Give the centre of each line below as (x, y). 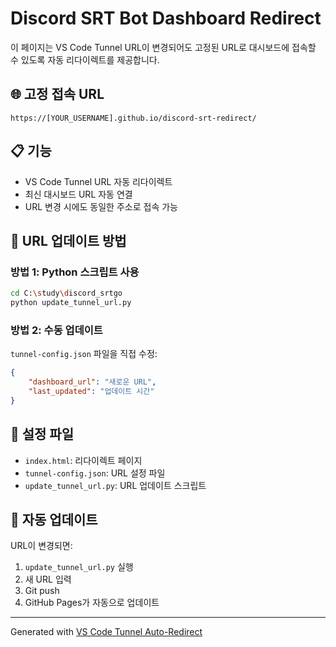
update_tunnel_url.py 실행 (79, 567)
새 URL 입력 (48, 579)
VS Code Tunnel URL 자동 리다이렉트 (98, 181)
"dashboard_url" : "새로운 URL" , (92, 382)
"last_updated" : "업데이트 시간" (91, 392)
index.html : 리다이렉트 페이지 (83, 460)
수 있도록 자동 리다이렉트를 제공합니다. (85, 59)
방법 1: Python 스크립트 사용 (75, 272)
